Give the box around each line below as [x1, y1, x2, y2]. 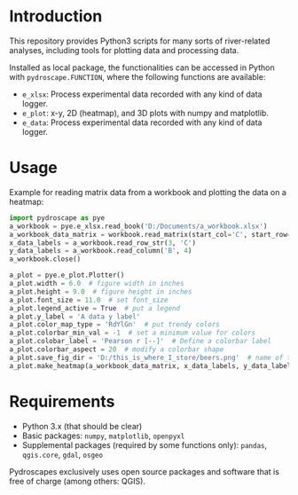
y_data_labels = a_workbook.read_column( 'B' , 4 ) [9, 247, 192, 255]
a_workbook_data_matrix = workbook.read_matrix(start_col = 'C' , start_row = [9, 230, 292, 239]
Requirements [9, 391, 115, 412]
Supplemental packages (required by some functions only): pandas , [21, 439, 268, 450]
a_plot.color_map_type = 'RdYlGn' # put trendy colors [9, 320, 220, 329]
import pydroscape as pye [9, 213, 105, 223]
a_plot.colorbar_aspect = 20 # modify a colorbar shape [9, 345, 224, 354]
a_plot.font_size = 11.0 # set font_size [9, 295, 169, 304]
